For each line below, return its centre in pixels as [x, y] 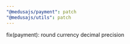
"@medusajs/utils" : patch [39, 17]
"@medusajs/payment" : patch [42, 12]
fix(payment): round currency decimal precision [65, 34]
